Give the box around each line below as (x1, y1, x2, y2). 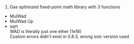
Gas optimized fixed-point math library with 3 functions (9, 4, 120, 10)
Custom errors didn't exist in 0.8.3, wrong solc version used (9, 33, 130, 39)
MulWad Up (9, 19, 33, 24)
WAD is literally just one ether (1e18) (9, 29, 82, 34)
